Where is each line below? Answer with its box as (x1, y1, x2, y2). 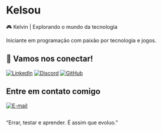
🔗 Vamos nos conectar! (6, 54, 93, 64)
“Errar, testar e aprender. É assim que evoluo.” (6, 119, 118, 126)
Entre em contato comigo (6, 86, 101, 97)
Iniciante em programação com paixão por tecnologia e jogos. (6, 36, 157, 44)
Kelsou (6, 4, 41, 17)
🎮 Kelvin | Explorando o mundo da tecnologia (6, 23, 118, 30)
